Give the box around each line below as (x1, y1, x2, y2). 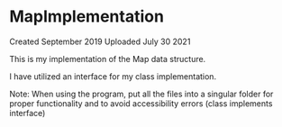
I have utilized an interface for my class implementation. (9, 70, 217, 82)
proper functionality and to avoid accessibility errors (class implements (9, 97, 273, 109)
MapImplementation (9, 6, 165, 27)
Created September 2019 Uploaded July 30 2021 (9, 36, 191, 47)
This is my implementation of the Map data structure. (9, 53, 206, 64)
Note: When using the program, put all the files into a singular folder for (9, 88, 274, 99)
